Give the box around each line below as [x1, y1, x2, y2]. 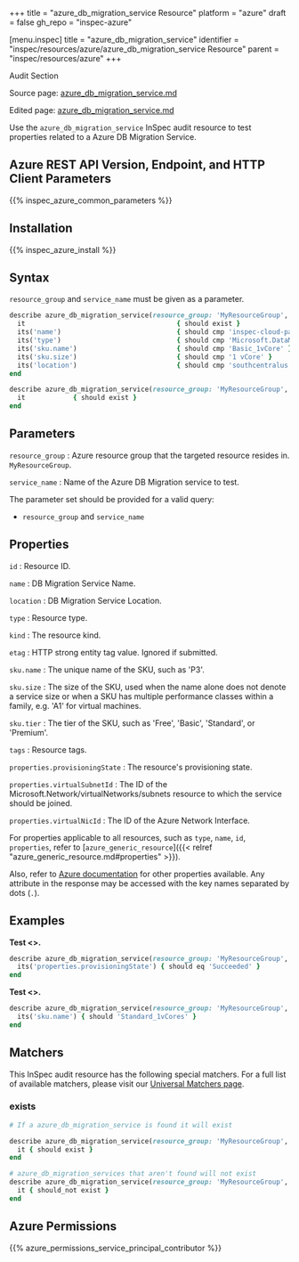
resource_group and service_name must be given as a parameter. [9, 294, 245, 305]
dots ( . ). [9, 887, 40, 898]
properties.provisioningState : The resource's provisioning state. [9, 761, 253, 772]
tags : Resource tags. [9, 744, 87, 755]
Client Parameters [9, 171, 112, 186]
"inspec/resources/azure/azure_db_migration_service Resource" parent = [9, 44, 279, 54]
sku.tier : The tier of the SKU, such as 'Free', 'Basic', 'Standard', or [9, 717, 255, 729]
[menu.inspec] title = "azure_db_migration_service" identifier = [9, 35, 239, 45]
